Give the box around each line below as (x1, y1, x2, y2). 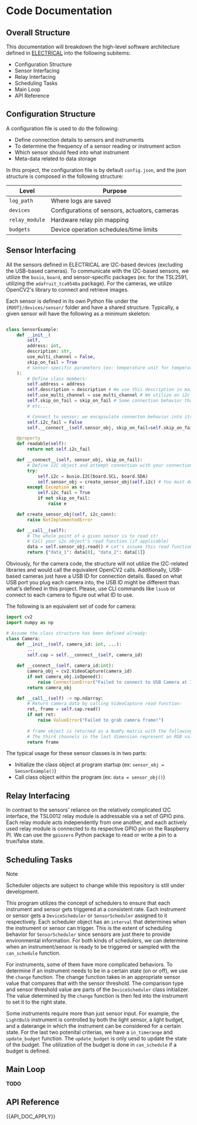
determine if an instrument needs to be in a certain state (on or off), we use (6, 967, 188, 974)
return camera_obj (27, 684, 72, 690)
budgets (9, 226, 30, 233)
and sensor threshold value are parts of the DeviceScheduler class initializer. (6, 986, 189, 993)
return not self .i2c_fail (27, 446, 91, 452)
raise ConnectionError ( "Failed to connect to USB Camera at (37, 679, 188, 685)
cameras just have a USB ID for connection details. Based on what (22, 573, 183, 580)
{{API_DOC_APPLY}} (6, 1113, 56, 1120)
